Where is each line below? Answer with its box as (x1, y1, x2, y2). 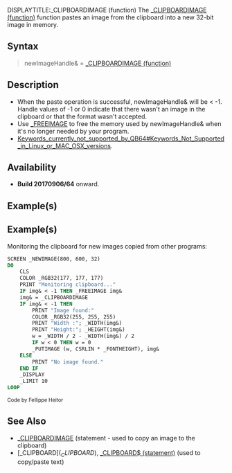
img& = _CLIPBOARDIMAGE (19, 294, 89, 301)
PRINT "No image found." (32, 358, 104, 366)
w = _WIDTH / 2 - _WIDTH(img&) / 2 (32, 332, 135, 340)
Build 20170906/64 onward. (17, 180, 100, 188)
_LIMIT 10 (19, 377, 48, 385)
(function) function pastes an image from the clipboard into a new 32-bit (7, 13, 214, 21)
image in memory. (7, 21, 59, 28)
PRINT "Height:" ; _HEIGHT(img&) (32, 326, 126, 333)
